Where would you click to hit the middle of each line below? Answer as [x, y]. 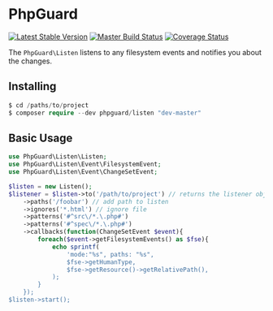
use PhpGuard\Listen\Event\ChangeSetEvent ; [83, 172]
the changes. [30, 61]
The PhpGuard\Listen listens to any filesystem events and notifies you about [135, 52]
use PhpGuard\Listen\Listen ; [58, 157]
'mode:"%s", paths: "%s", [110, 254]
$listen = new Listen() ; [50, 186]
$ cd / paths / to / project [49, 105]
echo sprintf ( [76, 247]
